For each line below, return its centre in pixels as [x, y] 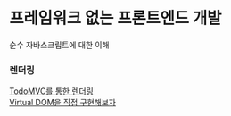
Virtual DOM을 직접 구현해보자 [62, 103]
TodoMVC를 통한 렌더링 [51, 91]
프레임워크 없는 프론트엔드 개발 [115, 18]
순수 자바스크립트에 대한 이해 [59, 45]
